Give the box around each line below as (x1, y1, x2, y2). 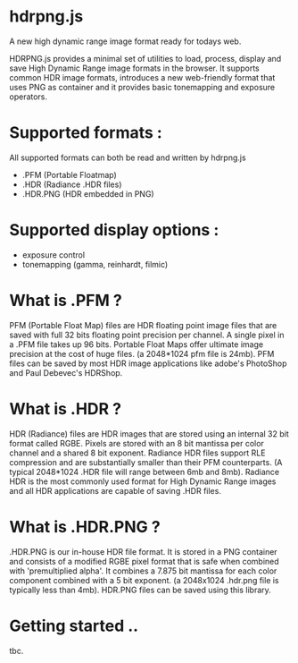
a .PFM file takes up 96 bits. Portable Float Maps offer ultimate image (9, 338, 264, 350)
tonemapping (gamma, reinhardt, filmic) (21, 259, 169, 269)
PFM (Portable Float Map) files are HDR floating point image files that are (9, 319, 277, 330)
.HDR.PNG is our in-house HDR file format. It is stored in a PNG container (9, 546, 278, 557)
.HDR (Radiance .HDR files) (21, 179, 122, 190)
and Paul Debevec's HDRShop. (9, 367, 123, 378)
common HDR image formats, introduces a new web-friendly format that (9, 72, 276, 82)
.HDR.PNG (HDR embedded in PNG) (21, 188, 154, 199)
